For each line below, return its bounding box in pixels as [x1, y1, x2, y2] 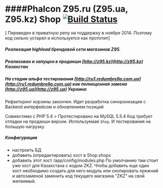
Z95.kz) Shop [5, 14, 61, 25]
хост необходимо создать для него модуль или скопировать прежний [12, 168, 159, 173]
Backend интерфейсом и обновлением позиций [5, 104, 104, 110]
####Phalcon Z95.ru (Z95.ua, [5, 3, 128, 15]
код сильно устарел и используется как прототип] [5, 35, 110, 41]
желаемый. [12, 178, 36, 184]
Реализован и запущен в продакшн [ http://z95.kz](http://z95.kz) [5, 58, 144, 64]
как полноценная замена [72, 81, 127, 87]
